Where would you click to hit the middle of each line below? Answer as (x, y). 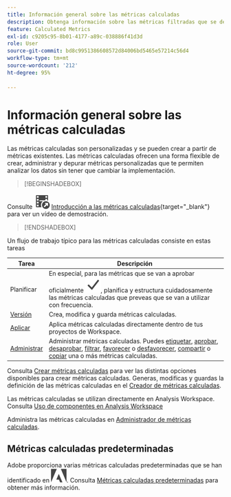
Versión (21, 314)
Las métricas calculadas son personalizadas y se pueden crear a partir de (112, 149)
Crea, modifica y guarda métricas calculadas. (112, 314)
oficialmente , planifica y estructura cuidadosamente (131, 290)
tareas (16, 248)
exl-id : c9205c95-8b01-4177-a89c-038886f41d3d (75, 37)
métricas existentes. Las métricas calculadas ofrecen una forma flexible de (113, 156)
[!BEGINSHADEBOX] (53, 184)
